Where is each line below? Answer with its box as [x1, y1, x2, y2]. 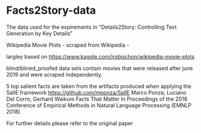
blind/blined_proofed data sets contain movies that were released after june [6, 64, 193, 72]
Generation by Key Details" [6, 29, 73, 37]
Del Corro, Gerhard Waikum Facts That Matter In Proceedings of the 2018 [6, 95, 188, 102]
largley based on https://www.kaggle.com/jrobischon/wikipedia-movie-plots [6, 53, 195, 60]
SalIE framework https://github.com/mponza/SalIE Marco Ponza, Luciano [6, 89, 187, 96]
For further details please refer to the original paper [6, 119, 133, 126]
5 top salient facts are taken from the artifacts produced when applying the [6, 82, 192, 90]
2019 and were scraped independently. [6, 71, 103, 78]
